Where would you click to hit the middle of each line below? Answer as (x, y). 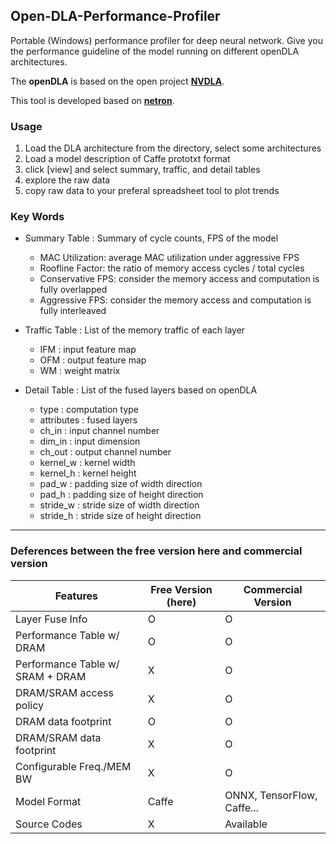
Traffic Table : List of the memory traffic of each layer (135, 330)
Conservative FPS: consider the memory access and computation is (179, 279)
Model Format (48, 801)
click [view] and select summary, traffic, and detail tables (142, 170)
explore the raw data (67, 180)
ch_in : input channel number (99, 431)
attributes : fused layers (88, 420)
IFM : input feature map (88, 350)
